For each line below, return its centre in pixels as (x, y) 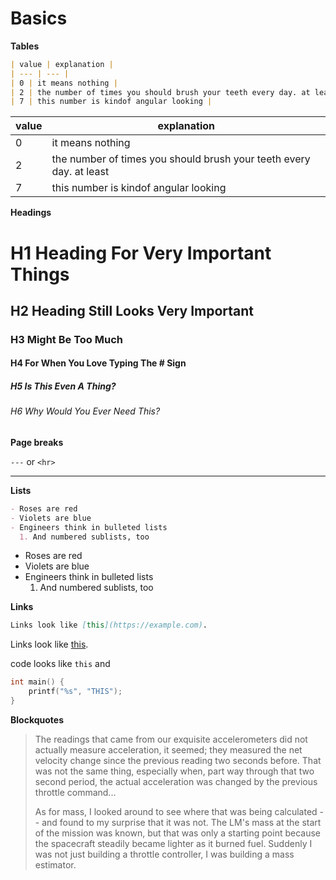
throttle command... (75, 792)
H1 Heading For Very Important (141, 253)
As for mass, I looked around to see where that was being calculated (176, 811)
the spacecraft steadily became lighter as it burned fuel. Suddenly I (173, 843)
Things (40, 274)
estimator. (55, 864)
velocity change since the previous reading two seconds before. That (178, 760)
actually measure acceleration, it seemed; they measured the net (168, 749)
